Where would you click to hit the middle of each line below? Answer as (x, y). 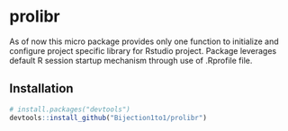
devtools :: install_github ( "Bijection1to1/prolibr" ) (108, 118)
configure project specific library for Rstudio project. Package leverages (143, 50)
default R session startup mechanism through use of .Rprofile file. (131, 60)
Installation (41, 88)
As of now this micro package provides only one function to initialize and (144, 41)
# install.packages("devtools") (70, 109)
